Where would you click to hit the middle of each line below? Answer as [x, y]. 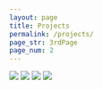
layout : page [34, 17]
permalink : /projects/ [51, 34]
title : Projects [39, 26]
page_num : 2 [31, 51]
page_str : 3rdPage [43, 42]
